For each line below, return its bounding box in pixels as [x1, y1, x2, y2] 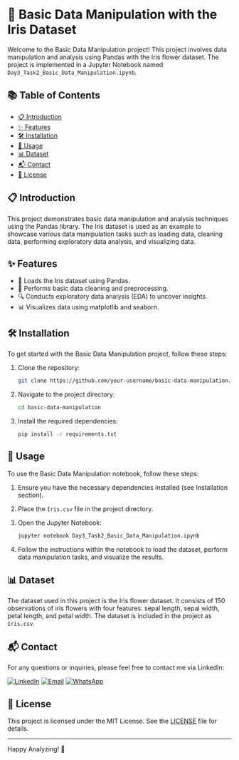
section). [17, 491, 44, 499]
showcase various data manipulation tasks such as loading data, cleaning [7, 230, 223, 238]
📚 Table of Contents [7, 89, 101, 102]
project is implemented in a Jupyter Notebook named [7, 60, 164, 68]
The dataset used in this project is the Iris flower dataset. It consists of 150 [7, 597, 225, 605]
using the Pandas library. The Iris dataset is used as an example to [7, 222, 201, 230]
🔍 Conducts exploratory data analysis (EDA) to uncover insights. [17, 292, 208, 301]
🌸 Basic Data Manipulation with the [7, 6, 218, 23]
